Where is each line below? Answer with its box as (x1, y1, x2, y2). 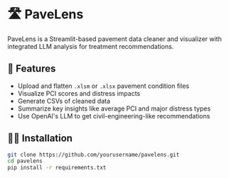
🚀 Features (7, 62, 56, 75)
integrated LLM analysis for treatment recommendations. (7, 42, 174, 50)
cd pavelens (7, 157, 43, 165)
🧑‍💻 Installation (7, 133, 73, 145)
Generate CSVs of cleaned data (17, 96, 111, 105)
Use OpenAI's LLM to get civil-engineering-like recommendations (17, 111, 211, 120)
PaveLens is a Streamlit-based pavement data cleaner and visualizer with (7, 34, 222, 43)
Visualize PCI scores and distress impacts (17, 89, 141, 97)
